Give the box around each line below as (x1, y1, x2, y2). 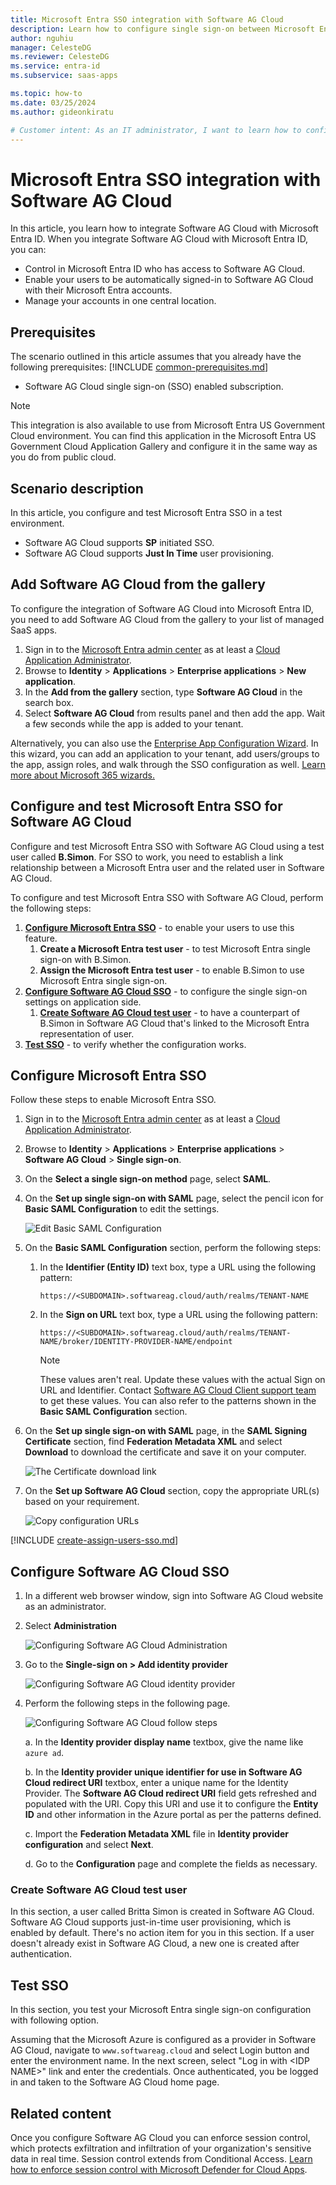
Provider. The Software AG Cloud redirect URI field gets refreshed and (24, 1787, 317, 1800)
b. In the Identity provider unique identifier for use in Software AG (24, 1766, 303, 1778)
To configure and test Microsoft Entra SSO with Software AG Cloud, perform (10, 891, 324, 903)
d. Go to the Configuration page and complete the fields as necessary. (24, 1858, 318, 1870)
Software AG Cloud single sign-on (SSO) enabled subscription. (24, 381, 284, 393)
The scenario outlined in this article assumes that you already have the (10, 351, 302, 363)
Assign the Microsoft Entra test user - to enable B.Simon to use (39, 964, 305, 976)
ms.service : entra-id (10, 61, 101, 71)
